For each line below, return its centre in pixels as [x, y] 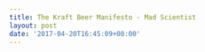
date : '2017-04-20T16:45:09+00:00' [75, 33]
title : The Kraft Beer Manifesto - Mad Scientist [103, 17]
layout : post [33, 26]
